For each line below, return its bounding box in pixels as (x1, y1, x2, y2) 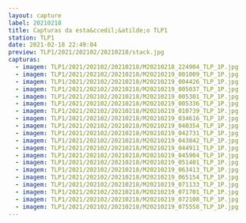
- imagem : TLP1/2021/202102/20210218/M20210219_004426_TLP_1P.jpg (15, 77, 239, 85)
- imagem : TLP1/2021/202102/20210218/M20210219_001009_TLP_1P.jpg (15, 70, 239, 78)
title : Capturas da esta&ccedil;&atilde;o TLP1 (8, 26, 168, 34)
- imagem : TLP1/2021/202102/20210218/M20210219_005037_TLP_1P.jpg (15, 85, 239, 93)
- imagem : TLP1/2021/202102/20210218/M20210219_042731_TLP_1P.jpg (15, 129, 239, 137)
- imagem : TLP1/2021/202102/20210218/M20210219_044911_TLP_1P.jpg (15, 144, 239, 152)
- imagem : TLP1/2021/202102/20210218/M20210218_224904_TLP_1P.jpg (15, 63, 239, 71)
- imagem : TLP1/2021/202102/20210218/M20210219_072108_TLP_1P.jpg (15, 195, 239, 203)
